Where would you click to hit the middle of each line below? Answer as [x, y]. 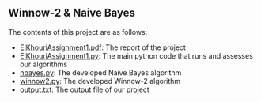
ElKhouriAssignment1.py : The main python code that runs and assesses [136, 55]
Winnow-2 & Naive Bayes [72, 13]
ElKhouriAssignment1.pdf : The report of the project [102, 47]
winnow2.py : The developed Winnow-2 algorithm [100, 81]
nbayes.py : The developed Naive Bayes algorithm [100, 72]
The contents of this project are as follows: [78, 32]
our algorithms [43, 64]
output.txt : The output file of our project [85, 89]
